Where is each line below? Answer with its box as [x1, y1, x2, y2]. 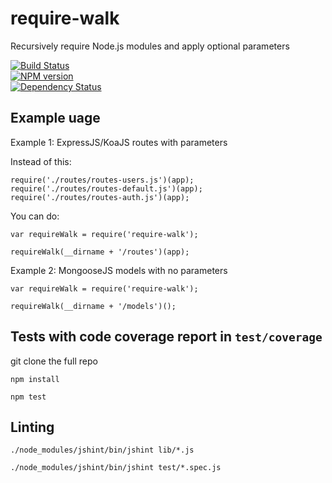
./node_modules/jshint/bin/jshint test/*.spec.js [10, 463, 222, 473]
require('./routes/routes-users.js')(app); [10, 175, 195, 185]
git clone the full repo [10, 355, 98, 367]
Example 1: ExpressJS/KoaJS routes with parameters [10, 136, 228, 148]
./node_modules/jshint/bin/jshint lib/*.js [10, 445, 195, 456]
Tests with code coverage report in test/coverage [10, 328, 323, 346]
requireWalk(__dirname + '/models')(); [10, 301, 177, 311]
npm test [10, 392, 47, 402]
